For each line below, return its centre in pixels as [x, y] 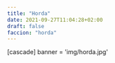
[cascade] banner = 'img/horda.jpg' [58, 52]
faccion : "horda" [32, 33]
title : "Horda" [29, 13]
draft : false [26, 26]
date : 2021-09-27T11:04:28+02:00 [55, 20]
